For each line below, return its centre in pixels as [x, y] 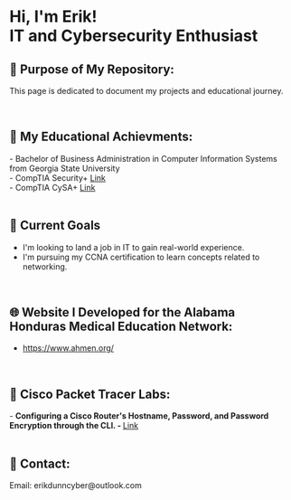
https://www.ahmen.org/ [68, 348]
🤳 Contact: [40, 463]
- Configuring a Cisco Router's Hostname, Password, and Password [139, 416]
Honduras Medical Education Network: [121, 327]
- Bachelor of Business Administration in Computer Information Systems [143, 158]
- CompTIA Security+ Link [57, 177]
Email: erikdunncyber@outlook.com [76, 486]
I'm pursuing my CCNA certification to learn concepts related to [141, 257]
